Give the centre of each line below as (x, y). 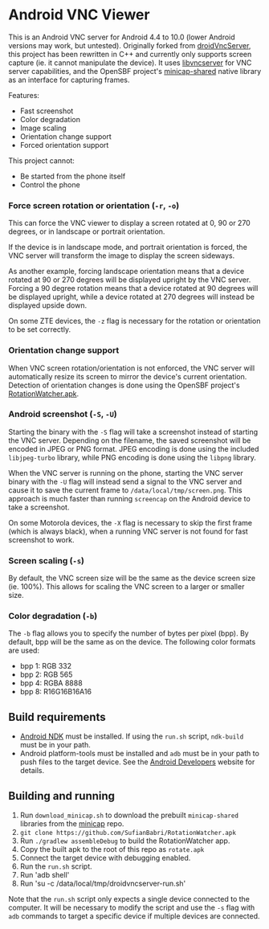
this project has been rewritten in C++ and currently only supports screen (130, 54)
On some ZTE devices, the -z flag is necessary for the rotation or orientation (134, 321)
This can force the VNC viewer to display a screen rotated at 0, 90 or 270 (129, 223)
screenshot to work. (41, 539)
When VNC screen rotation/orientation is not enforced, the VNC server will (132, 368)
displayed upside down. (48, 305)
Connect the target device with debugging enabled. (105, 858)
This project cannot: (41, 160)
